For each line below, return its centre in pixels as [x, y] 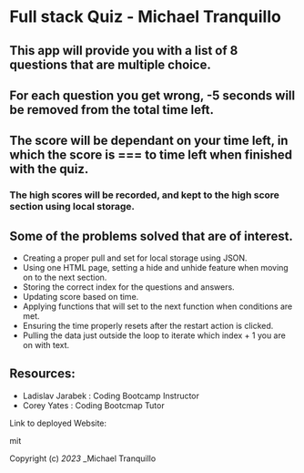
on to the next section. [65, 278]
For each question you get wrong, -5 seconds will [152, 95]
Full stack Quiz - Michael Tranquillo [146, 17]
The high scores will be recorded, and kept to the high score [145, 195]
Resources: [42, 374]
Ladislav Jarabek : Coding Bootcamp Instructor [111, 396]
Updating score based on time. [81, 297]
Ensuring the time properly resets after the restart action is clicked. [148, 326]
